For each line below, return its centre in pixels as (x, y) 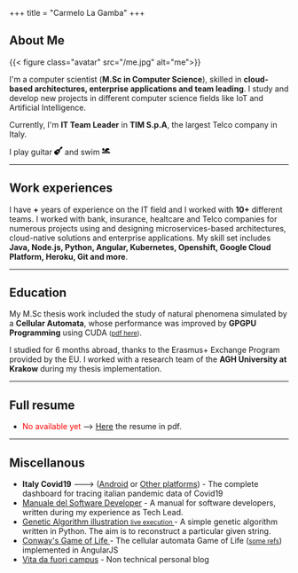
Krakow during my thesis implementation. (86, 369)
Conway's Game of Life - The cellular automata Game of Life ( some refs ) (152, 541)
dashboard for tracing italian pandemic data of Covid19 (122, 494)
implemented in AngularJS (70, 550)
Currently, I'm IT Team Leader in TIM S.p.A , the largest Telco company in (143, 124)
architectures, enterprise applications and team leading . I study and (161, 89)
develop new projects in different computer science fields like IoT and (137, 98)
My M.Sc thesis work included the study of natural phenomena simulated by (149, 314)
